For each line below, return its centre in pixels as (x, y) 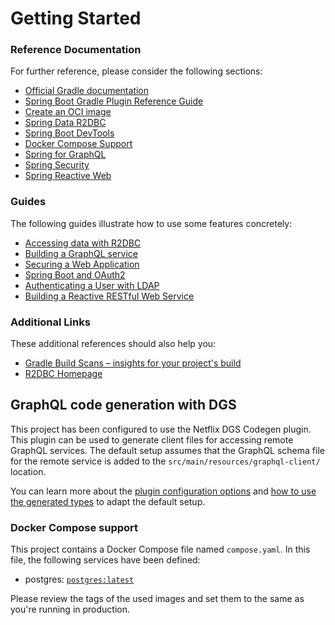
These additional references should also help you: (113, 344)
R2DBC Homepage (63, 374)
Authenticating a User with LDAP (92, 285)
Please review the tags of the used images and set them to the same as (157, 599)
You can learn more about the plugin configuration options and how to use (163, 491)
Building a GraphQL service (81, 253)
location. (28, 471)
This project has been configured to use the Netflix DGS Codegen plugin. (161, 429)
